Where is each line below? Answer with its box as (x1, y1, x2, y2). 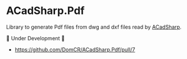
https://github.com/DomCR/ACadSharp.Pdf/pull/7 (14, 46, 136, 53)
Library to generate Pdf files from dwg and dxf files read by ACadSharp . (6, 23, 182, 30)
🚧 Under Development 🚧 (6, 34, 65, 41)
